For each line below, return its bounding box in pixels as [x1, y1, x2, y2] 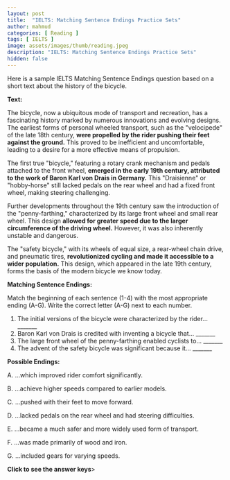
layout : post [7, 10, 45, 17]
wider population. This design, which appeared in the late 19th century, [7, 259, 212, 268]
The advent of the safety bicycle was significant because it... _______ [17, 344, 213, 352]
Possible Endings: [7, 357, 60, 366]
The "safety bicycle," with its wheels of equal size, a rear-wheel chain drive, [7, 244, 224, 253]
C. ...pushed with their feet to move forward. [7, 397, 134, 406]
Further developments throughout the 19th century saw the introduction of [7, 202, 220, 210]
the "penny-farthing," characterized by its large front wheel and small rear [7, 209, 218, 217]
